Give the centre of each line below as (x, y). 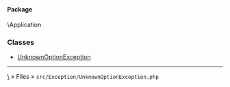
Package (20, 10)
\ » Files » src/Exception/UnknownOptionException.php (83, 77)
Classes (21, 42)
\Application (24, 24)
